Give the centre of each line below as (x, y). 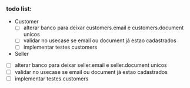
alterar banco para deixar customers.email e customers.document (104, 28)
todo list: (19, 9)
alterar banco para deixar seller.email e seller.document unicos (91, 65)
